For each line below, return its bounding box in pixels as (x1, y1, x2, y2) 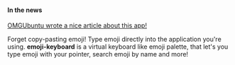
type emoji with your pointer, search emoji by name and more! (7, 50, 189, 59)
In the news (7, 6, 43, 14)
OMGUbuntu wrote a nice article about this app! (7, 21, 148, 30)
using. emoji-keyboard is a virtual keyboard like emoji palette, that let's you (7, 42, 229, 51)
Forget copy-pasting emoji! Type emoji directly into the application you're (7, 35, 222, 44)
